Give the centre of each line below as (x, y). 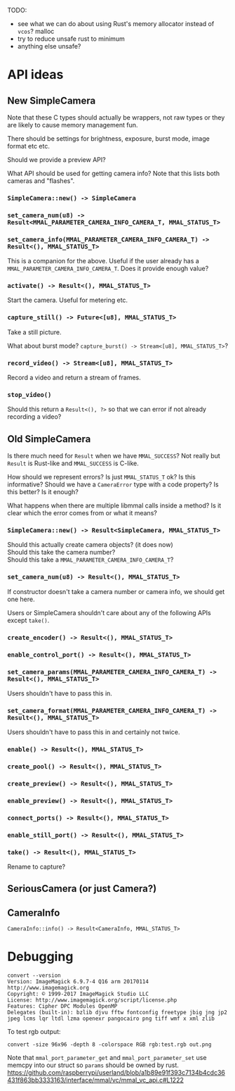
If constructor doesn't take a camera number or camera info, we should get (116, 591)
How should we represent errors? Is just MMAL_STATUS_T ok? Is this (102, 477)
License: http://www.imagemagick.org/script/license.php (92, 1000)
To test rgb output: (34, 1032)
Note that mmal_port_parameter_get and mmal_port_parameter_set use (107, 1058)
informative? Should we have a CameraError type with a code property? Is (113, 484)
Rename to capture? (36, 866)
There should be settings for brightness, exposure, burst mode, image (109, 139)
